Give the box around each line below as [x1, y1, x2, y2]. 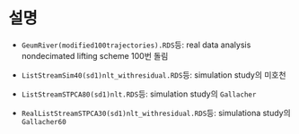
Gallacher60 [21, 117, 66, 126]
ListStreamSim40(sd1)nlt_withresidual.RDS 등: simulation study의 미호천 [21, 69, 286, 80]
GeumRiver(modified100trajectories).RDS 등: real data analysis [21, 39, 251, 50]
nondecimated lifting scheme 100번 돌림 [21, 50, 169, 61]
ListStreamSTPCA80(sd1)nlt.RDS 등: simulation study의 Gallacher [21, 88, 257, 99]
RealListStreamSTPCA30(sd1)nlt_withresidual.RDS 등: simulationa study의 [21, 107, 291, 118]
